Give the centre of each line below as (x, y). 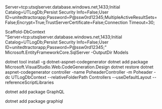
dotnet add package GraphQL (35, 92)
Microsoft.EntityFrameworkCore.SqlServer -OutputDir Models (67, 52)
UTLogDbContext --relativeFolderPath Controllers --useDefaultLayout (81, 77)
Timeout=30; (142, 22)
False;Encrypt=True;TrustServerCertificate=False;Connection (66, 22)
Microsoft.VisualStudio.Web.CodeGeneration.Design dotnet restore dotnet (79, 67)
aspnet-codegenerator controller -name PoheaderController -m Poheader (79, 72)
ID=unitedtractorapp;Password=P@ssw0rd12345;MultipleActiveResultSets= (81, 17)
